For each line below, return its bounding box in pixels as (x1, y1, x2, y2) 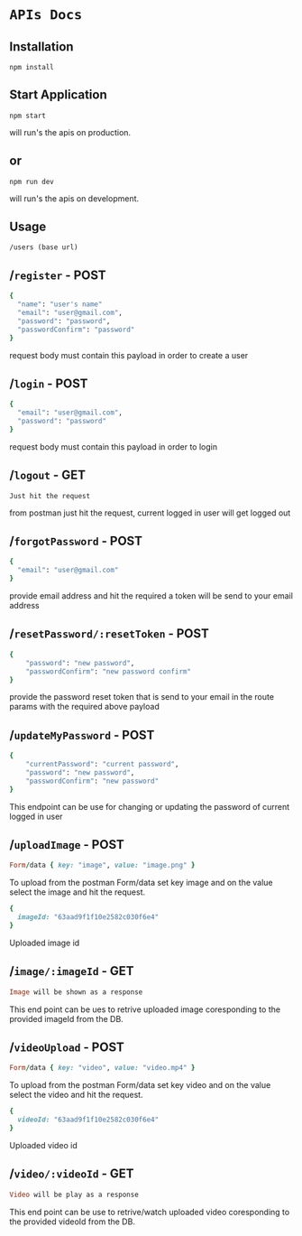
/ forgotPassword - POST (9, 534, 142, 549)
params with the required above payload (9, 702, 160, 712)
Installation (9, 39, 74, 54)
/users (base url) (9, 243, 78, 252)
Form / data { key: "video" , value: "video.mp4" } (9, 1064, 196, 1073)
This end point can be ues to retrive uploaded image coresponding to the (9, 1004, 281, 1015)
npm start (9, 111, 47, 120)
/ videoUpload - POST (9, 1039, 124, 1055)
